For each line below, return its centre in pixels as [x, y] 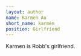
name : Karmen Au [26, 18]
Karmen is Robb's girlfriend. [40, 46]
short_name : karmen [30, 23]
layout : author [25, 12]
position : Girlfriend [33, 29]
